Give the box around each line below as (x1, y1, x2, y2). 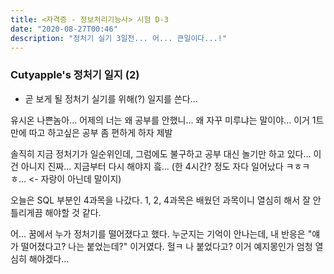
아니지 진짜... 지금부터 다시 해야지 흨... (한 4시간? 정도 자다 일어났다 (20, 160, 284, 172)
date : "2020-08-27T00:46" (10, 24, 118, 34)
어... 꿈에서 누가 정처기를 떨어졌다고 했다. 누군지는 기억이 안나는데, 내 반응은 (10, 227, 306, 240)
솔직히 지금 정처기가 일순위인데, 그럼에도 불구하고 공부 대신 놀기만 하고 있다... (10, 147, 312, 160)
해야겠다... (28, 252, 70, 265)
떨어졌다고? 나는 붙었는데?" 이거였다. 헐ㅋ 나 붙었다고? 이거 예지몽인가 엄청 (20, 240, 313, 252)
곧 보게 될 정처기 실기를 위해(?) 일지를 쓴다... (24, 92, 198, 105)
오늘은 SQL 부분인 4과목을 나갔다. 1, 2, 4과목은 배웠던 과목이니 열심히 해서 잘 (10, 194, 311, 206)
